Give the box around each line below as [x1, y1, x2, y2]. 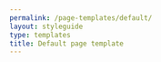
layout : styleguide [9, 22, 84, 31]
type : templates [9, 30, 71, 39]
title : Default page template [9, 38, 125, 48]
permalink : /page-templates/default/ [9, 13, 153, 23]
